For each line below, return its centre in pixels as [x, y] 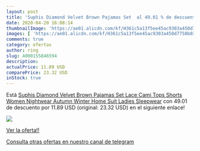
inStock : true [24, 78]
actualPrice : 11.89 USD [36, 67]
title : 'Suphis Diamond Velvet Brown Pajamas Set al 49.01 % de [89, 17]
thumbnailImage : [26, 28]
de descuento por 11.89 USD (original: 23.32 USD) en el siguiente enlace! [96, 108]
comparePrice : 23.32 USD [37, 73]
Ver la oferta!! [23, 130]
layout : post [22, 12]
